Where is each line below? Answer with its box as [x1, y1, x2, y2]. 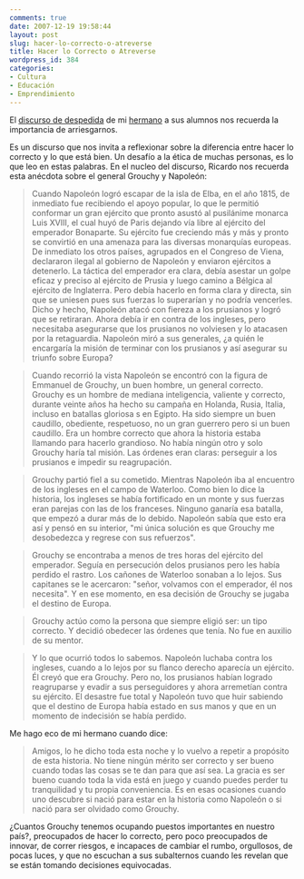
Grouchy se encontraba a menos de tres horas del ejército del [31, 549, 263, 560]
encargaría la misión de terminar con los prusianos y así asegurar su [31, 342, 288, 353]
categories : [9, 64, 54, 74]
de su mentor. [31, 635, 84, 646]
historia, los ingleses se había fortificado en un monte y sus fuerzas [31, 493, 285, 504]
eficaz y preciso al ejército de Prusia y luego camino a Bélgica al [31, 274, 273, 286]
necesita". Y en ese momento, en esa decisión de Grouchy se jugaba [31, 588, 289, 599]
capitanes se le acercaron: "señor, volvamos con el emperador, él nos [31, 578, 293, 589]
